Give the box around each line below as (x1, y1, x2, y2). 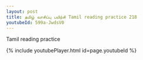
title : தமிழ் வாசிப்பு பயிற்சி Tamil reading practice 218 (6, 14, 137, 20)
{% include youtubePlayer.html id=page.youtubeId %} (6, 47, 137, 54)
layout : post (6, 8, 38, 15)
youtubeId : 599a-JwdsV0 (6, 19, 65, 25)
